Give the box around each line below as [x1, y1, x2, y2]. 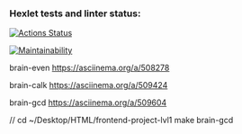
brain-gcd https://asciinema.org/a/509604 [9, 97, 167, 108]
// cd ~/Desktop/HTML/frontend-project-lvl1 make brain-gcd [9, 115, 234, 126]
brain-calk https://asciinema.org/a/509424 [9, 80, 168, 91]
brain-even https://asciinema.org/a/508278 [9, 62, 170, 74]
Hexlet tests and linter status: [9, 7, 141, 20]
